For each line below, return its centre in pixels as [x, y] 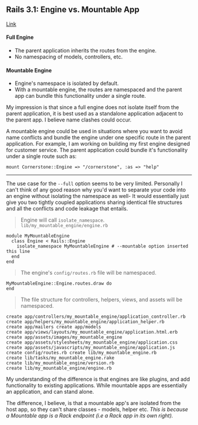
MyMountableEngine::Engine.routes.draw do [59, 284]
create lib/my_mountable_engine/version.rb [60, 363]
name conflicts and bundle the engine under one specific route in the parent [99, 137]
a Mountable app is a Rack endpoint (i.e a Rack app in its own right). [90, 416]
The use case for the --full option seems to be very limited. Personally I [94, 184]
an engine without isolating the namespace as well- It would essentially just [98, 196]
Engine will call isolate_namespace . [62, 220]
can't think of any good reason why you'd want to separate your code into [96, 190]
